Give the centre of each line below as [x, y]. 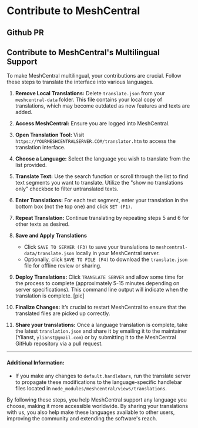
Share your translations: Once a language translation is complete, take [101, 325]
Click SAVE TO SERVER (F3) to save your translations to [89, 247]
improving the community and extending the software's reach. [82, 418]
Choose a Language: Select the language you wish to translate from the [103, 159]
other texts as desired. [42, 224]
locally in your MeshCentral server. [118, 253]
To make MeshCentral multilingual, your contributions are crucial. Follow [94, 76]
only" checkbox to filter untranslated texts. [67, 189]
